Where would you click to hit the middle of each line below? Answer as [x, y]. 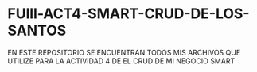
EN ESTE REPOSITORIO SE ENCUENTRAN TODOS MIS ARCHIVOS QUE [124, 52]
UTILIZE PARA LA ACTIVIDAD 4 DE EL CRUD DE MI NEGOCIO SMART [121, 61]
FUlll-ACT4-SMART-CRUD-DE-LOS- [128, 14]
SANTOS [37, 30]
